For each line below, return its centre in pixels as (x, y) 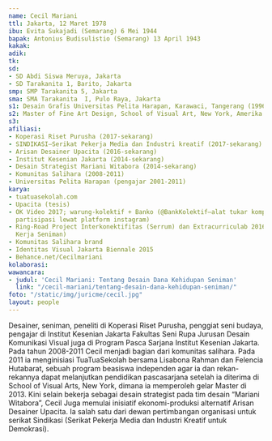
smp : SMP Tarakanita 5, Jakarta (63, 91)
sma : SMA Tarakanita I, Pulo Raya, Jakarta (85, 99)
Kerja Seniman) (41, 235)
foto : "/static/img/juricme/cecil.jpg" (76, 295)
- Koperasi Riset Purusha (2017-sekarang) (81, 136)
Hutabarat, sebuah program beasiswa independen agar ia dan (112, 368)
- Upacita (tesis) (39, 204)
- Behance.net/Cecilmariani (56, 257)
